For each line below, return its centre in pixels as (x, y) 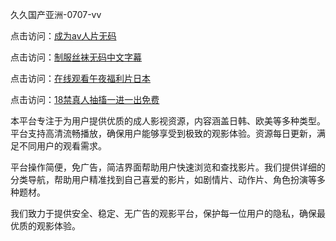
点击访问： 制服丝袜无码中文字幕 (76, 57)
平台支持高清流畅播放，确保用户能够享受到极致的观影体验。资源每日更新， (163, 133)
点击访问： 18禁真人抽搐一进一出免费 (85, 99)
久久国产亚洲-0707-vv (56, 14)
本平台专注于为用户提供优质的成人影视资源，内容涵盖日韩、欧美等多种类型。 (168, 121)
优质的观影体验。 (45, 226)
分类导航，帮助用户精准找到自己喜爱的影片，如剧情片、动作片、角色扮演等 (163, 179)
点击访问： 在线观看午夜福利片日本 (80, 78)
